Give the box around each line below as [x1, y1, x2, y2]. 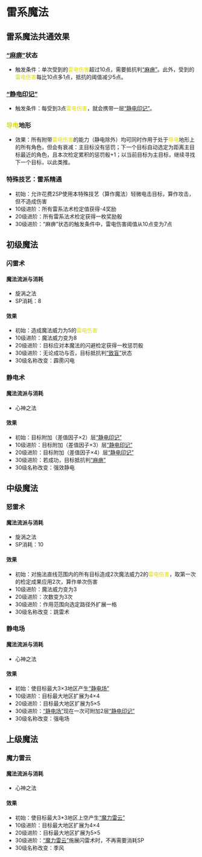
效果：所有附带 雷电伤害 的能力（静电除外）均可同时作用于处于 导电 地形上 [14, 136, 195, 144]
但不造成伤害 [14, 197, 47, 205]
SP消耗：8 [14, 297, 42, 305]
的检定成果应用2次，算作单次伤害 [14, 578, 98, 585]
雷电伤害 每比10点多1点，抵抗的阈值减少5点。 [14, 73, 127, 80]
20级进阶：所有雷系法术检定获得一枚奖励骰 [14, 212, 122, 220]
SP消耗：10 [14, 541, 44, 548]
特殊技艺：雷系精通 [6, 176, 62, 184]
